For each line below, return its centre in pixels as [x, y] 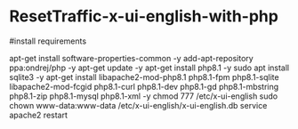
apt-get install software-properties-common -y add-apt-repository [131, 58]
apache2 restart [39, 115]
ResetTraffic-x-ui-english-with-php [144, 16]
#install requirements [48, 41]
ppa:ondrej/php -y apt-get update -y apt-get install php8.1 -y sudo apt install [149, 68]
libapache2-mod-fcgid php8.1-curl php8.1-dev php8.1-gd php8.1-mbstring [144, 86]
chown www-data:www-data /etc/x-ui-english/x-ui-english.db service [138, 105]
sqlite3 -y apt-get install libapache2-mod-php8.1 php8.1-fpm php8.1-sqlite [144, 77]
